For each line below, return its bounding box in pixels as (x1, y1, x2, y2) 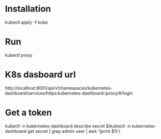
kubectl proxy (5, 52, 32, 58)
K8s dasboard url (5, 69, 76, 80)
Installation (5, 3, 51, 14)
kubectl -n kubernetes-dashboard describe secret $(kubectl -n (5, 123, 131, 129)
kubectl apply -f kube (5, 19, 48, 25)
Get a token (5, 107, 52, 118)
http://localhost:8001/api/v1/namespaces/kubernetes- (5, 85, 113, 91)
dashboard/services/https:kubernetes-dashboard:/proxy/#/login (5, 90, 133, 96)
